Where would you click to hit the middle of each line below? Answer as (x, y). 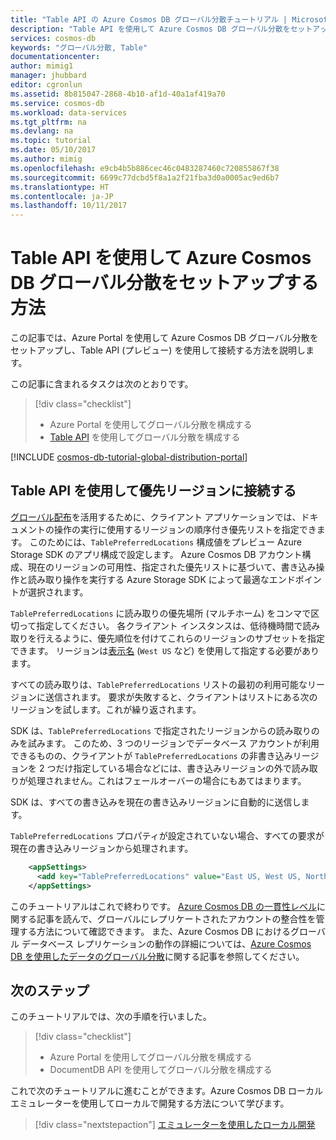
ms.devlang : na (42, 131)
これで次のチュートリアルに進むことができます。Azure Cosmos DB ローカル (167, 1091)
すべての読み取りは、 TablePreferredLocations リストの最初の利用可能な (159, 684)
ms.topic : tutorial (51, 141)
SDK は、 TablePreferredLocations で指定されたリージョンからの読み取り (161, 730)
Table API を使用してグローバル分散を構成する (145, 437)
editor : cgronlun (46, 85)
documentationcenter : (55, 57)
